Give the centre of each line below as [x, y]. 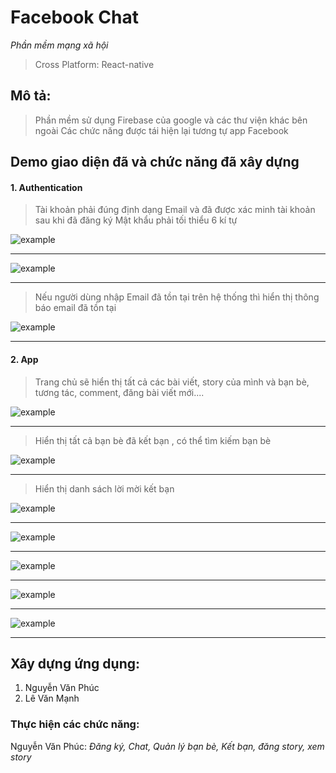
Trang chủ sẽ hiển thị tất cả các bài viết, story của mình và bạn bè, [172, 382]
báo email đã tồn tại [75, 308]
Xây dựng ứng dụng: [75, 663]
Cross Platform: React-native [94, 64]
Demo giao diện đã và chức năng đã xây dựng [155, 162]
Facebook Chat [74, 17]
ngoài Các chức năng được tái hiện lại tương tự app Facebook [161, 130]
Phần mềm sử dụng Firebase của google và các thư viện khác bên [171, 120]
